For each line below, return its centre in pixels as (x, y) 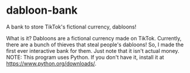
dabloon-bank (42, 10)
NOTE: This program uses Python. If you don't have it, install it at (85, 57)
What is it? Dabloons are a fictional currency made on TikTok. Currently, (94, 38)
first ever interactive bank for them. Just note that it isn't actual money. (93, 50)
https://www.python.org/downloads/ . (51, 64)
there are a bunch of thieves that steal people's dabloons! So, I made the (95, 45)
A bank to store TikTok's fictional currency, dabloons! (71, 27)
